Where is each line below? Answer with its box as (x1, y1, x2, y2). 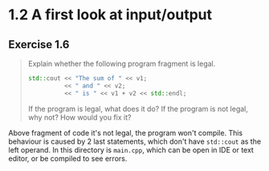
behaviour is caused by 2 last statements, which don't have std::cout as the (8, 136, 262, 146)
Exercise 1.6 (8, 38, 70, 51)
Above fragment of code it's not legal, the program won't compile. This (8, 128, 243, 137)
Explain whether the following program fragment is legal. (27, 59, 216, 68)
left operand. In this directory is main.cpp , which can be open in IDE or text (8, 145, 255, 154)
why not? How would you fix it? (27, 112, 132, 122)
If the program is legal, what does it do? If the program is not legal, (27, 104, 249, 113)
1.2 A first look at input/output (8, 6, 213, 24)
